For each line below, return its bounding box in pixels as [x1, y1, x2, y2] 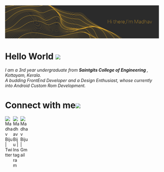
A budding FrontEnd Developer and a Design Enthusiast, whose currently [5, 77, 152, 83]
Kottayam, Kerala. [5, 72, 41, 78]
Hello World [5, 51, 54, 62]
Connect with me [5, 100, 76, 110]
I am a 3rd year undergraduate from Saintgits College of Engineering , [5, 67, 148, 73]
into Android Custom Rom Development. [5, 83, 86, 88]
